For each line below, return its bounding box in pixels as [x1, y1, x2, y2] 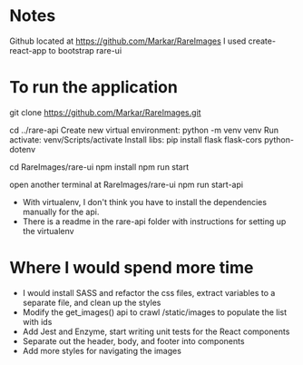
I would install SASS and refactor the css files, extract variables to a [22, 287, 276, 298]
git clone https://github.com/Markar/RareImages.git [9, 106, 201, 118]
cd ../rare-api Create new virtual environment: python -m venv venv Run [9, 124, 279, 135]
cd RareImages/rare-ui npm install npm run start [9, 161, 190, 173]
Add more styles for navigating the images [22, 345, 181, 356]
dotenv [9, 143, 36, 154]
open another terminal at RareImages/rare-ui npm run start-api [9, 179, 243, 190]
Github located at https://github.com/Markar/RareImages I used [9, 35, 247, 46]
